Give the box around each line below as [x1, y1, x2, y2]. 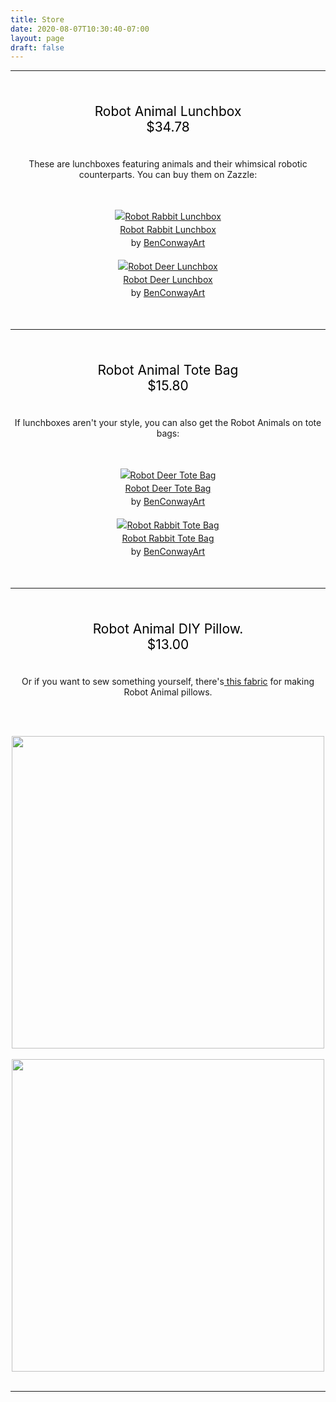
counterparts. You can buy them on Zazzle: [78, 169, 258, 181]
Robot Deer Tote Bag [124, 482, 212, 495]
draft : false [10, 42, 65, 53]
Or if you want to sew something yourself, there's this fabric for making [21, 676, 315, 688]
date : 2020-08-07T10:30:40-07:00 [10, 24, 150, 34]
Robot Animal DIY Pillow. [92, 621, 244, 638]
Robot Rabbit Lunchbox [119, 224, 217, 236]
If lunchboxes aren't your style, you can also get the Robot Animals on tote [14, 417, 322, 429]
